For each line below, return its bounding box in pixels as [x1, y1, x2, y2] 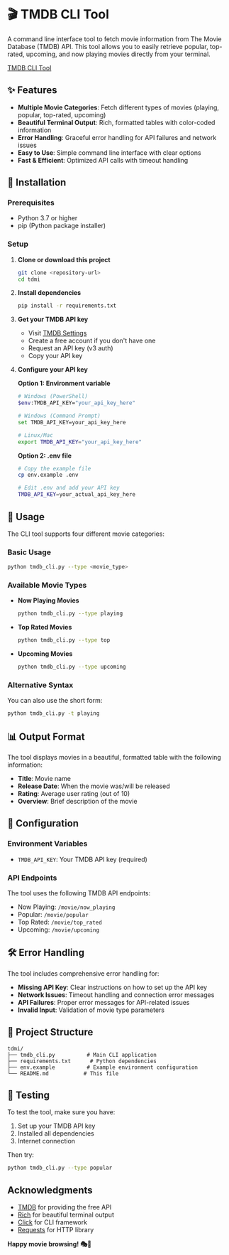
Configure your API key [17, 365, 89, 374]
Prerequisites [7, 198, 55, 208]
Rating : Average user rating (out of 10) [17, 790, 130, 797]
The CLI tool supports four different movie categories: [7, 529, 165, 538]
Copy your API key [28, 352, 83, 360]
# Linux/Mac [17, 431, 53, 438]
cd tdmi [17, 276, 40, 283]
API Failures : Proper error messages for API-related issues [17, 998, 190, 1006]
